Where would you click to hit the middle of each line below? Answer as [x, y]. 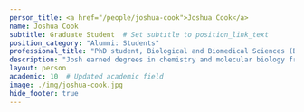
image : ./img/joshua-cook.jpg [66, 85]
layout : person [38, 69]
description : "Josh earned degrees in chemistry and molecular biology [147, 60]
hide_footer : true [44, 93]
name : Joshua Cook [44, 26]
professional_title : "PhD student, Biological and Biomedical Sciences [147, 51]
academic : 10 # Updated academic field [87, 77]
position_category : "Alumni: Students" [85, 43]
